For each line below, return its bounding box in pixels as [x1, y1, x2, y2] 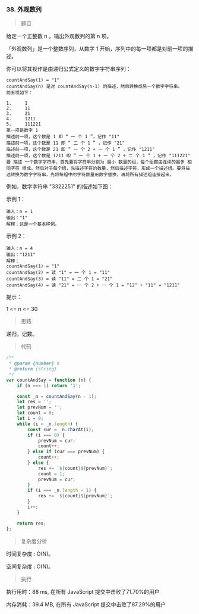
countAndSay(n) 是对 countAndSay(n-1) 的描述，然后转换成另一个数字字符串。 [6, 83, 183, 90]
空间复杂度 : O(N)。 [6, 563, 54, 570]
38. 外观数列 [6, 5, 42, 13]
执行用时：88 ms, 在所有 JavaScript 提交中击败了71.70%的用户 [6, 588, 160, 595]
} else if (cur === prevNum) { [27, 448, 105, 455]
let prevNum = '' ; [17, 404, 62, 410]
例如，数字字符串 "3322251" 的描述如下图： [6, 183, 113, 190]
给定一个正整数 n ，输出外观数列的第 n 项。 [6, 33, 112, 40]
